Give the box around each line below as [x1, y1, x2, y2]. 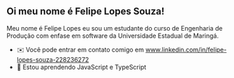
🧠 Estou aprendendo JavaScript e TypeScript [16, 63, 147, 71]
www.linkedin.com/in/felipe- [145, 45, 227, 54]
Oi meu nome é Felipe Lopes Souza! [6, 6, 165, 17]
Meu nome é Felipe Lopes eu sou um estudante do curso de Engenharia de [6, 24, 223, 32]
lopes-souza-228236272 [16, 55, 89, 63]
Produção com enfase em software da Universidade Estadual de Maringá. [6, 31, 219, 40]
